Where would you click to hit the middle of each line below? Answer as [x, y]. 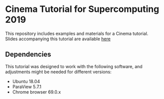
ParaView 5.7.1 [27, 87]
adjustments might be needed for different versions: [58, 72]
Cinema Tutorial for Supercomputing [82, 9]
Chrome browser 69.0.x [37, 92]
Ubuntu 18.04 [26, 81]
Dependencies [28, 54]
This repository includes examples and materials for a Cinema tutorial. [77, 33]
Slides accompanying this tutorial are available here [58, 39]
